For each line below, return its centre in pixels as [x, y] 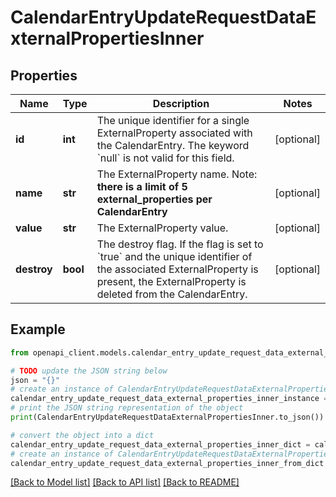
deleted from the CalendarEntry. [172, 294]
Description [181, 103]
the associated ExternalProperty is [177, 269]
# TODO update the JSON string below [89, 371]
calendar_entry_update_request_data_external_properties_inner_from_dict [167, 463]
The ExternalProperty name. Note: [177, 174]
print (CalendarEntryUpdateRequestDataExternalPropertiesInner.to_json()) [167, 417]
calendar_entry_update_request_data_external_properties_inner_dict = [160, 444]
